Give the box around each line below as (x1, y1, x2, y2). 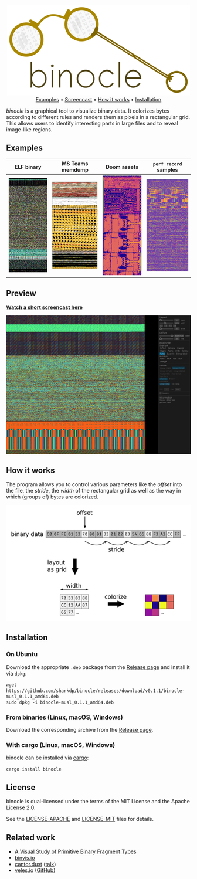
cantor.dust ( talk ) (14, 860, 56, 867)
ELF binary (14, 163, 42, 170)
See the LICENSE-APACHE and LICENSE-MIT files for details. (6, 816, 154, 823)
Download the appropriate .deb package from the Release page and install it (6, 663, 190, 670)
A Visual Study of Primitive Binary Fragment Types (14, 848, 137, 855)
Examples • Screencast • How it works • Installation (35, 96, 162, 103)
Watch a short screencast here (6, 304, 83, 311)
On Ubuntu (6, 650, 38, 659)
